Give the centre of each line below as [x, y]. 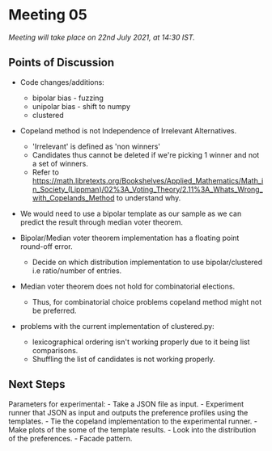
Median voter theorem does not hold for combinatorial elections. [127, 286]
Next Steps [37, 384]
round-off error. [46, 246]
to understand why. [149, 198]
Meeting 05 [48, 15]
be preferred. [54, 310]
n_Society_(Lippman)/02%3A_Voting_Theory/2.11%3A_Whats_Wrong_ [147, 189]
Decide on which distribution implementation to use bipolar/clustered [147, 262]
